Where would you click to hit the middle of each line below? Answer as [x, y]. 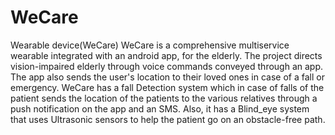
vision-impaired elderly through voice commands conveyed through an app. [167, 66]
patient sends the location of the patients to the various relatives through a [164, 98]
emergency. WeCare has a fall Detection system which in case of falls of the [167, 87]
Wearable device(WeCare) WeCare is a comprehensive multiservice [150, 45]
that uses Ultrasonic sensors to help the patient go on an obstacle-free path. [168, 119]
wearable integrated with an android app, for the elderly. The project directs [166, 55]
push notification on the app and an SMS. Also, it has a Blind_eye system [160, 108]
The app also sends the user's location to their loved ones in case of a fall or [167, 77]
